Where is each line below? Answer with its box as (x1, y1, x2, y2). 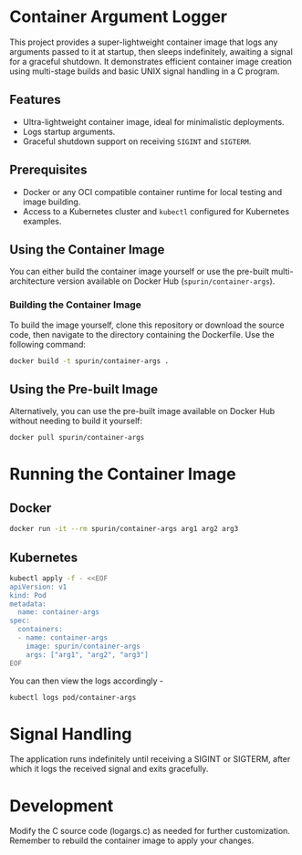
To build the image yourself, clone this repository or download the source (9, 319, 285, 330)
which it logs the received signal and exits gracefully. (9, 764, 209, 775)
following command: (9, 339, 87, 349)
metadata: (9, 600, 47, 609)
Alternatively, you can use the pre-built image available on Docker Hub (9, 406, 276, 417)
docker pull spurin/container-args (9, 433, 145, 443)
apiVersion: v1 (9, 582, 68, 591)
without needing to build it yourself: (9, 415, 143, 426)
